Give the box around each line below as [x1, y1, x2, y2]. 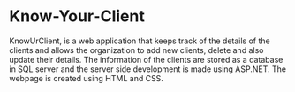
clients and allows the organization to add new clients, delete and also [9, 44, 264, 55]
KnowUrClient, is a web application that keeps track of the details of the [9, 35, 271, 46]
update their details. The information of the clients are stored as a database [9, 54, 284, 65]
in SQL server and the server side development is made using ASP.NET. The [9, 64, 287, 74]
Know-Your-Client [9, 6, 146, 27]
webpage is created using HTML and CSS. [9, 73, 163, 83]
